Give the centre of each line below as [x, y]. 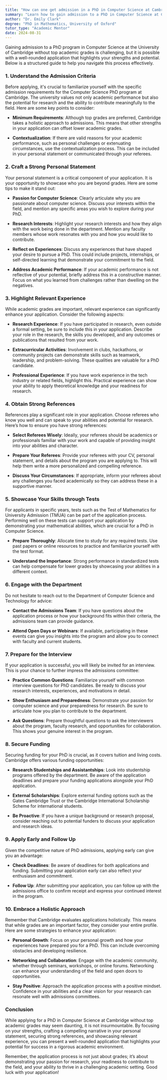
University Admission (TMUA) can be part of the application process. [76, 515]
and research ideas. [33, 827]
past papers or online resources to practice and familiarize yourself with [86, 546]
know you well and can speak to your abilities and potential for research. [79, 420]
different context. [30, 572]
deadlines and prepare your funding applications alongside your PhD [83, 781]
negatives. [23, 285]
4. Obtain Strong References [40, 404]
